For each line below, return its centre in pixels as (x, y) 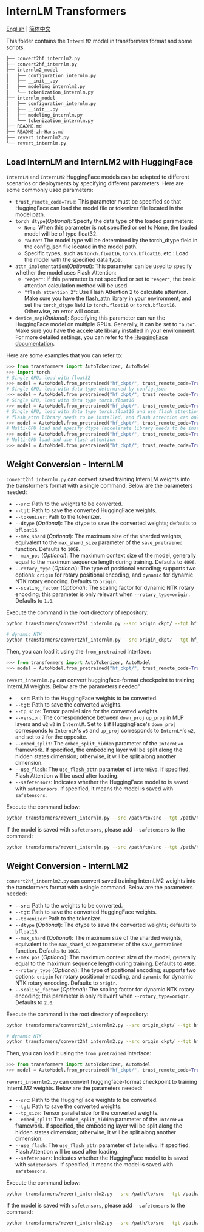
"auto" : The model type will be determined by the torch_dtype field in (111, 240)
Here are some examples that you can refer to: (64, 355)
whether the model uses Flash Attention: (66, 272)
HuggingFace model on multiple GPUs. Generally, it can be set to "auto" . (106, 324)
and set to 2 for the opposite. (51, 737)
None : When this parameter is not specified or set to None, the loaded (110, 227)
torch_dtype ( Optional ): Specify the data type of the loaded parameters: (104, 221)
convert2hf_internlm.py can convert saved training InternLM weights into (98, 479)
